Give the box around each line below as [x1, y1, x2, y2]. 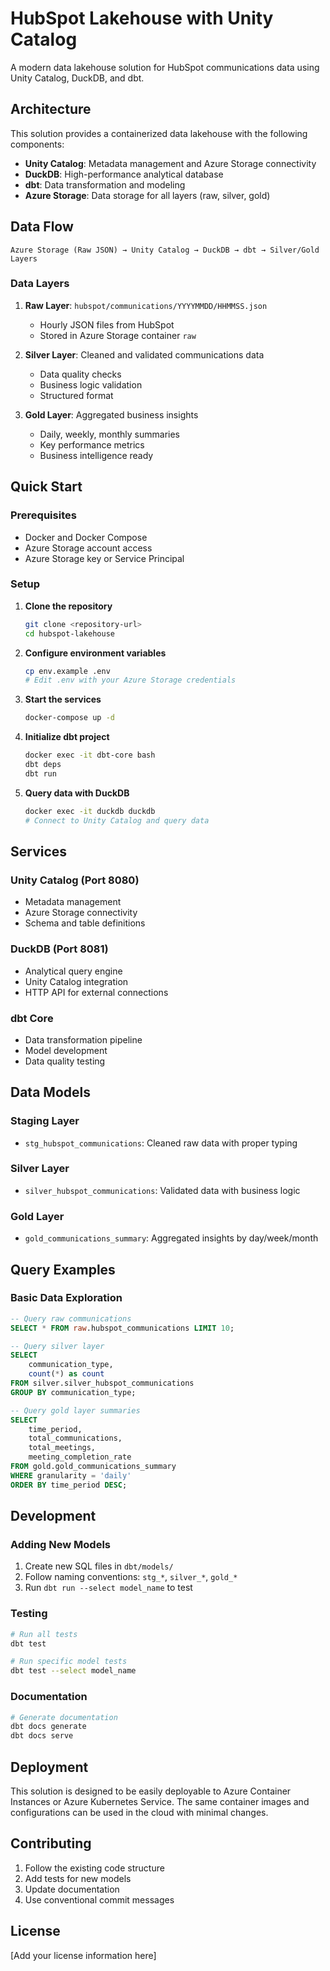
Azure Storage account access [24, 542, 153, 554]
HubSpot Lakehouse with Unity [10, 7, 274, 30]
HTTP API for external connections [24, 986, 169, 998]
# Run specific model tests [10, 1657, 128, 1667]
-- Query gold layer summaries [10, 1405, 141, 1416]
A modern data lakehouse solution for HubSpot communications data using [10, 61, 320, 73]
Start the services [24, 693, 102, 706]
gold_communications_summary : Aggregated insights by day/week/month [24, 1232, 319, 1244]
